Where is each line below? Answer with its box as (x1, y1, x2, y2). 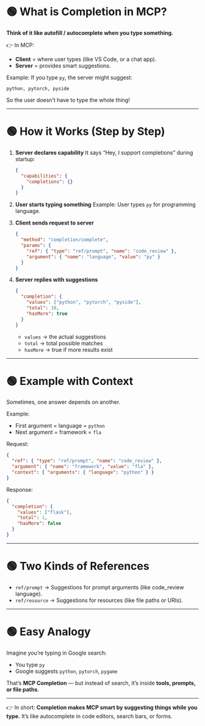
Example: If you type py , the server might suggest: (6, 74, 133, 81)
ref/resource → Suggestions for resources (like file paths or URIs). (15, 596, 183, 604)
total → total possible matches (24, 339, 103, 347)
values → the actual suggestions (24, 333, 107, 340)
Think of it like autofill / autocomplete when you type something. (6, 29, 174, 37)
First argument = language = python (15, 422, 105, 429)
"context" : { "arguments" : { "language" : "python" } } (12, 469, 154, 476)
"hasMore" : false (17, 520, 62, 527)
